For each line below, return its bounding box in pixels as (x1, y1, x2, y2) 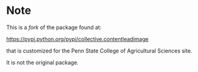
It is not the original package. (6, 59, 79, 66)
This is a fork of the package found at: (6, 24, 102, 31)
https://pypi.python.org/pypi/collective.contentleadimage (6, 35, 149, 42)
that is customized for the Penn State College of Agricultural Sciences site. (6, 47, 193, 54)
